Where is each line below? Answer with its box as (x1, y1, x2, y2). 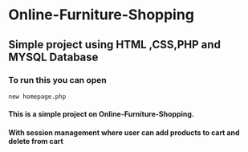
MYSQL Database (8, 50, 99, 64)
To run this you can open (8, 74, 107, 85)
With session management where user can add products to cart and (8, 128, 240, 138)
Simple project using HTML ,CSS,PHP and (8, 38, 221, 51)
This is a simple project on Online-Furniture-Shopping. (8, 109, 195, 119)
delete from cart (8, 137, 64, 146)
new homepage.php (8, 92, 67, 101)
